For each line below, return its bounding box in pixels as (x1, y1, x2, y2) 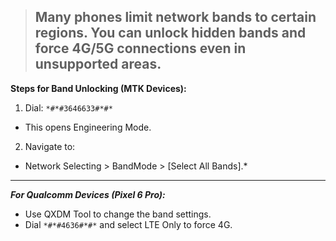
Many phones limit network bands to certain (34, 9, 317, 26)
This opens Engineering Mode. (24, 121, 152, 133)
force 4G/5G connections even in (34, 40, 247, 57)
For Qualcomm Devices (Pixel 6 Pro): (10, 188, 166, 200)
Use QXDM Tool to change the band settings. (24, 208, 212, 220)
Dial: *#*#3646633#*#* (24, 101, 113, 114)
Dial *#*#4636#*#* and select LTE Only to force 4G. (24, 218, 233, 230)
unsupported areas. (34, 56, 162, 73)
